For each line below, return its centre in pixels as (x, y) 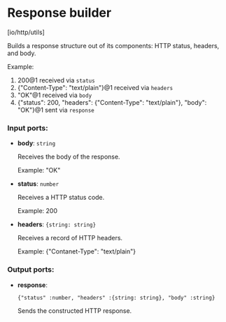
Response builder (59, 13)
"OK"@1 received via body (55, 95)
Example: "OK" (39, 170)
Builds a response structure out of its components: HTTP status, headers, (113, 45)
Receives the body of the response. (69, 157)
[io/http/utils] (26, 32)
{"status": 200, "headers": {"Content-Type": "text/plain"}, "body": (112, 102)
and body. (22, 53)
